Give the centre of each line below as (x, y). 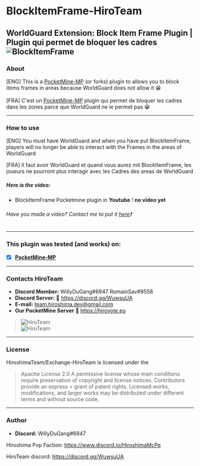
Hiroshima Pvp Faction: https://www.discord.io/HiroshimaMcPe (84, 445)
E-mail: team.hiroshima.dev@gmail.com (64, 304)
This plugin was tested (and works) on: (64, 244)
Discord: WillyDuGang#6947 (50, 433)
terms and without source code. (60, 399)
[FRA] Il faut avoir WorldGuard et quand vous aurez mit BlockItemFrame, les (99, 165)
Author (17, 420)
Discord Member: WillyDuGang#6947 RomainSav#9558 (84, 291)
